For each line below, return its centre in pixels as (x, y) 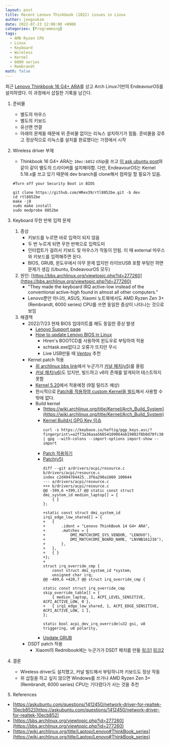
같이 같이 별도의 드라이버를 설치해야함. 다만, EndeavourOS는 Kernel (88, 168)
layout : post (19, 10)
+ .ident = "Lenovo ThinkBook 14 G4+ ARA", (96, 526)
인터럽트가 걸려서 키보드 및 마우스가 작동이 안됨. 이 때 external (90, 250)
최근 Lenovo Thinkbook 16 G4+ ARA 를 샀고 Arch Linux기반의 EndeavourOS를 (84, 86)
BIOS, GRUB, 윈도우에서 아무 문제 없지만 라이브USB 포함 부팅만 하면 (96, 263)
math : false (18, 72)
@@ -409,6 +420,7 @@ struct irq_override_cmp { (94, 579)
